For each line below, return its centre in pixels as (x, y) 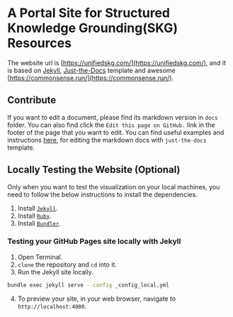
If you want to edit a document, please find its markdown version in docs (113, 117)
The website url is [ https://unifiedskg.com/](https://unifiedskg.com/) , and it (117, 62)
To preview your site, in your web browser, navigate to (97, 299)
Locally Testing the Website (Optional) (94, 170)
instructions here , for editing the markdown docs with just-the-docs (107, 140)
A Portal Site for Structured (89, 13)
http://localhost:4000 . (52, 306)
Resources (40, 43)
